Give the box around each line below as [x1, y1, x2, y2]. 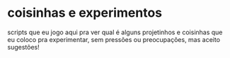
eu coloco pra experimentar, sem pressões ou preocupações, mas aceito [7, 35, 221, 43]
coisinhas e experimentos [7, 5, 163, 21]
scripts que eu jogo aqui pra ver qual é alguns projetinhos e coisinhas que [7, 28, 223, 36]
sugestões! [7, 43, 40, 51]
